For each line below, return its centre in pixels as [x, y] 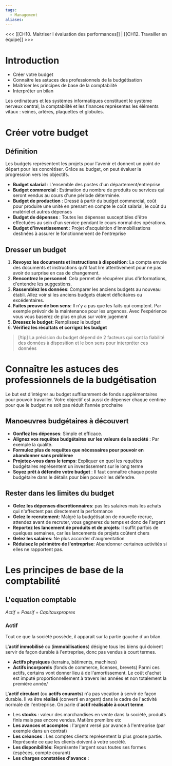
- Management [24, 15]
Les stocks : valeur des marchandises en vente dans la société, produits [89, 714]
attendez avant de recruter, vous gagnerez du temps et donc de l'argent [89, 522]
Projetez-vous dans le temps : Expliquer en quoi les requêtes [77, 461]
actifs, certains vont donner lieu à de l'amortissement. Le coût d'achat [87, 673]
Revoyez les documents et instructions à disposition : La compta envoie [90, 262]
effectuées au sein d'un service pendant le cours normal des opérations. [90, 223]
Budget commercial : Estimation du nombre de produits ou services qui [89, 190]
